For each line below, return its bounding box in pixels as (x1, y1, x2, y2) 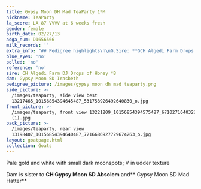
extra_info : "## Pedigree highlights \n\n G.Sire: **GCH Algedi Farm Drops (6, 48, 194, 54)
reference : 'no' (6, 64, 47, 71)
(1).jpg (11, 115, 31, 121)
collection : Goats (6, 142, 52, 149)
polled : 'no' (6, 59, 39, 65)
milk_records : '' (6, 43, 50, 49)
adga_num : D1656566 (6, 37, 55, 43)
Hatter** (6, 177, 27, 184)
